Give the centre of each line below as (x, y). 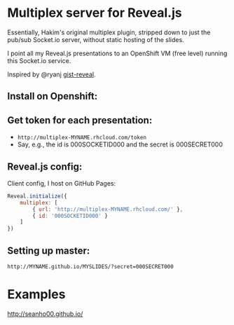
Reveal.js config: (45, 166)
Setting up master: (49, 250)
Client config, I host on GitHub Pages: (62, 183)
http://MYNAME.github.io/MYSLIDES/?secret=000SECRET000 (90, 267)
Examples (36, 295)
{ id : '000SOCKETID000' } (70, 216)
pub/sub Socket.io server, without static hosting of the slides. (96, 39)
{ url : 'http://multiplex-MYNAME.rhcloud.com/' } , (108, 209)
